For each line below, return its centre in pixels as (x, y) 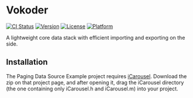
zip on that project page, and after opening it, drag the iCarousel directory (95, 82)
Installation (27, 62)
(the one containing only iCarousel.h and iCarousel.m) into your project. (92, 89)
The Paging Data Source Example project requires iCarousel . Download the (96, 76)
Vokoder (27, 10)
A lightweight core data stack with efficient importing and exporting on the (96, 37)
